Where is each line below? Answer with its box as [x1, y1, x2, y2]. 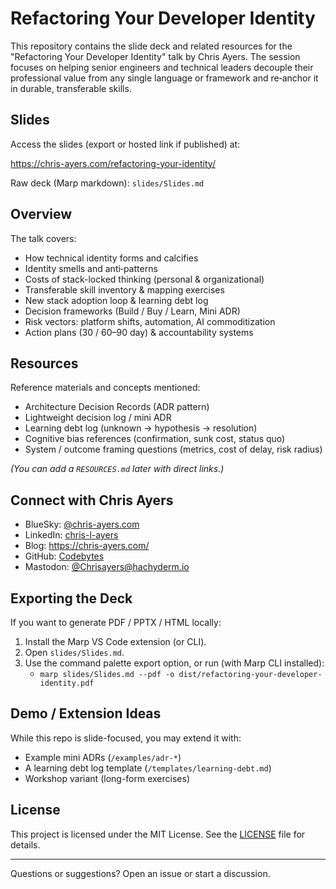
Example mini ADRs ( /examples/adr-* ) [24, 751, 182, 763]
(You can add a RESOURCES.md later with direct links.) [10, 463, 225, 475]
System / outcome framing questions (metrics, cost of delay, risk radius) [24, 443, 323, 456]
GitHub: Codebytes [24, 550, 105, 562]
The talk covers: [10, 232, 77, 244]
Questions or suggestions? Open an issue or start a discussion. [10, 867, 271, 879]
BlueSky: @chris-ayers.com [24, 518, 140, 531]
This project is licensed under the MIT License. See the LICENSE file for [10, 828, 306, 840]
